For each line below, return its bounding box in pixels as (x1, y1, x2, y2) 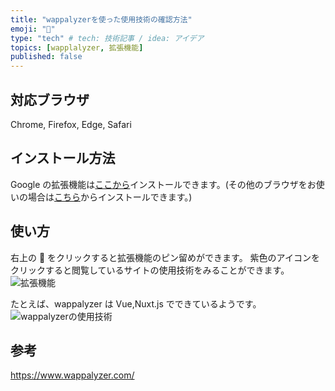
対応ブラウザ (10, 91, 90, 108)
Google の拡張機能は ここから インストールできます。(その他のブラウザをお (10, 178, 317, 190)
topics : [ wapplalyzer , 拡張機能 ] (10, 42, 144, 53)
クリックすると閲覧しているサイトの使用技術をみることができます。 (10, 264, 290, 276)
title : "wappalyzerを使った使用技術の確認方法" (10, 14, 193, 25)
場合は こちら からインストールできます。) (27, 191, 193, 203)
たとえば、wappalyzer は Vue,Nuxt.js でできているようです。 (10, 297, 262, 310)
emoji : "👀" (10, 24, 56, 34)
